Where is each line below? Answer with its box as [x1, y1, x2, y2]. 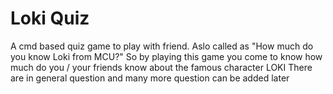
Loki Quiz [10, 7, 90, 30]
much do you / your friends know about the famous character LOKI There [10, 61, 313, 73]
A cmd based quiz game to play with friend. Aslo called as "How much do [10, 40, 314, 52]
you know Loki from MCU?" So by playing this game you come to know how [10, 50, 323, 62]
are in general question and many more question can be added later [10, 72, 290, 84]
